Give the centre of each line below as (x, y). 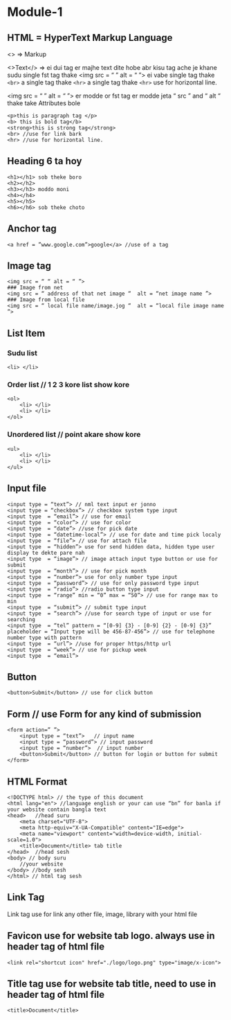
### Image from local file (46, 300)
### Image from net (35, 288)
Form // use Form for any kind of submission (104, 714)
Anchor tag (32, 229)
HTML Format (37, 781)
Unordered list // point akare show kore (74, 435)
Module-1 (35, 12)
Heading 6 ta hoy (45, 161)
